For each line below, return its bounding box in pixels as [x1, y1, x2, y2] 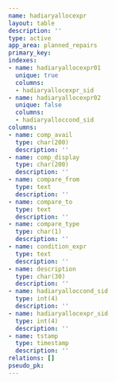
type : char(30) [15, 272, 66, 280]
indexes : [8, 57, 37, 65]
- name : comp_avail [8, 131, 73, 139]
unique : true [15, 71, 59, 79]
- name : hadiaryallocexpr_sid [8, 309, 109, 317]
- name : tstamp [8, 332, 59, 340]
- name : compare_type [8, 220, 80, 228]
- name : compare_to [8, 198, 73, 206]
